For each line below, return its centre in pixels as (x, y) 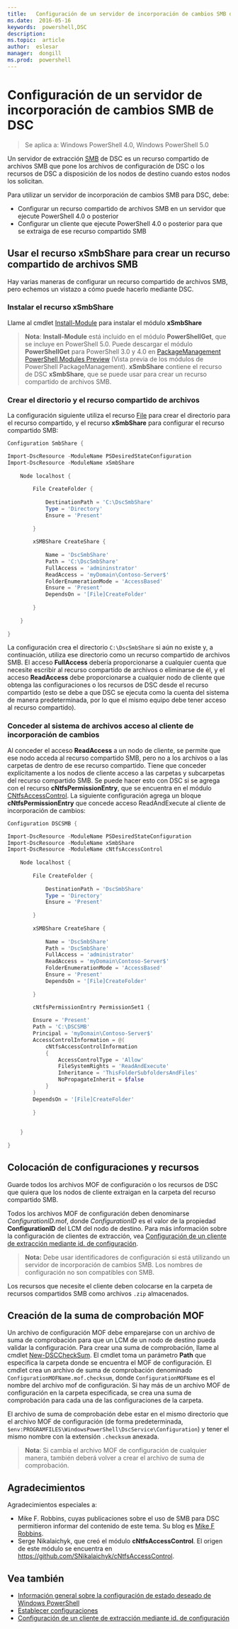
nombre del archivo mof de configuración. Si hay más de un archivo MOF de (119, 1385)
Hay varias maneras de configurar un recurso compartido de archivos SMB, (118, 281)
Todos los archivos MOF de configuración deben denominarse (98, 1213)
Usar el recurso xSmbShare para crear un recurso (119, 253)
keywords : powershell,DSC (47, 27)
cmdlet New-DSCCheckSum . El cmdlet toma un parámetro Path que (107, 1355)
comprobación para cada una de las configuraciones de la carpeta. (106, 1400)
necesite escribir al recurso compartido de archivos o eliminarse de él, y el (116, 670)
